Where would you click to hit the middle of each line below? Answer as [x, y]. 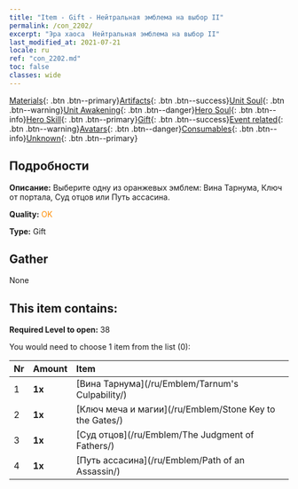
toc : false [29, 67]
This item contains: [63, 308]
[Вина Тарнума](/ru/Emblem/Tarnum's [157, 384]
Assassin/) [98, 471]
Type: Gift [27, 231]
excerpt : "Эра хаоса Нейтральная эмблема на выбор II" [114, 34]
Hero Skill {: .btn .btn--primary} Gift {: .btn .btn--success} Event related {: [155, 119]
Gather [29, 259]
